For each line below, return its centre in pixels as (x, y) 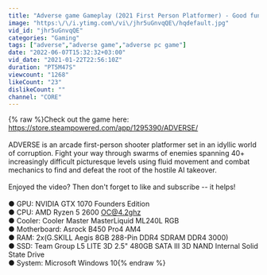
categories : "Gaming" (44, 38)
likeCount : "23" (35, 82)
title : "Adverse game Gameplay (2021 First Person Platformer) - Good (128, 15)
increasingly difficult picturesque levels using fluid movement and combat (129, 162)
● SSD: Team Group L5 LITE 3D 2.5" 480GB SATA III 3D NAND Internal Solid (133, 246)
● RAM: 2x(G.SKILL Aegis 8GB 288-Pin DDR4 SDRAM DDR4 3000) (118, 238)
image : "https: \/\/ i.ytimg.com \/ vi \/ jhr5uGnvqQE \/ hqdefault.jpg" (118, 23)
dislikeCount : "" (37, 89)
